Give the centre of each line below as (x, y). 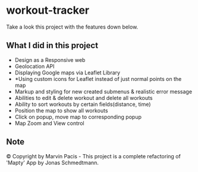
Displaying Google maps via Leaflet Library (67, 73)
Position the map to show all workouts (61, 110)
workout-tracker (48, 10)
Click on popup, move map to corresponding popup (78, 117)
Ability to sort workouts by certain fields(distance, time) (83, 104)
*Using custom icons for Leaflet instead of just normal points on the (98, 79)
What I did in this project (52, 46)
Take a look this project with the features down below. (72, 27)
